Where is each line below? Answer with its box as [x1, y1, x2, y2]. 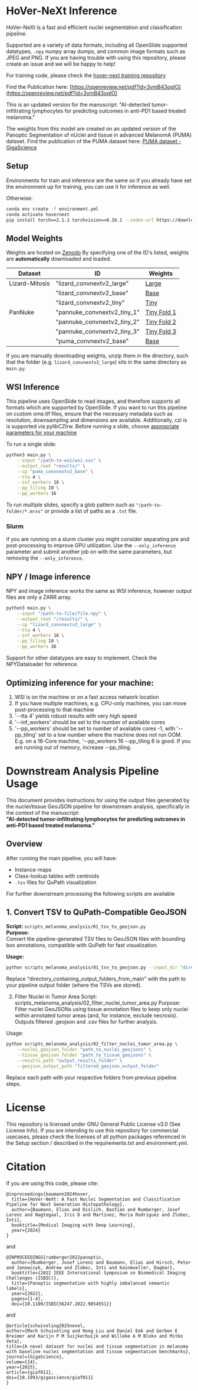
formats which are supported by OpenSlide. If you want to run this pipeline [6, 404, 187, 411]
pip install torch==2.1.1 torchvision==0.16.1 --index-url [6, 217, 154, 223]
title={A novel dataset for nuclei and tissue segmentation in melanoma [6, 1343, 189, 1350]
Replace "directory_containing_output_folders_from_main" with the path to [6, 975, 186, 983]
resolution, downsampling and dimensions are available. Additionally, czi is [6, 417, 187, 424]
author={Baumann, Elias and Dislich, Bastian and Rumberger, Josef [11, 1206, 181, 1212]
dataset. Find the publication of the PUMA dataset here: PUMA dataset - [6, 137, 181, 144]
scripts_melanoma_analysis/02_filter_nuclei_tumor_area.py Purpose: [14, 999, 181, 1006]
